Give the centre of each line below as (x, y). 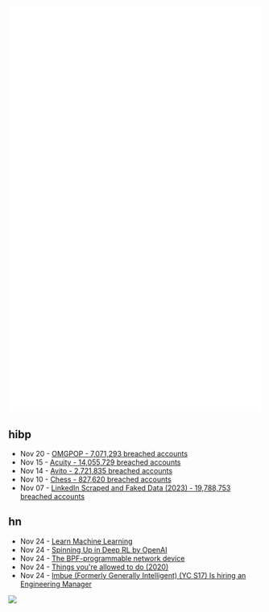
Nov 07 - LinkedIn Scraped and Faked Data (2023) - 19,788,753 (125, 488)
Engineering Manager (56, 584)
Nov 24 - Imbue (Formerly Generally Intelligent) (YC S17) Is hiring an (133, 575)
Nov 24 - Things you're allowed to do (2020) (94, 567)
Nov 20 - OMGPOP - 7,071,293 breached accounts (103, 453)
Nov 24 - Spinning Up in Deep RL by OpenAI (93, 549)
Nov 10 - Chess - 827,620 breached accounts (95, 479)
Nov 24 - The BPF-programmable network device (102, 558)
